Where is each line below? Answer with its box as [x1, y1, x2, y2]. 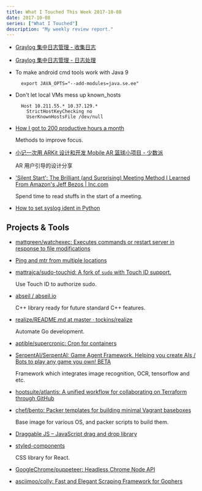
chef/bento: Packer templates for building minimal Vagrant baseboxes [15, 407, 192, 414]
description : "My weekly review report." [6, 26, 114, 32]
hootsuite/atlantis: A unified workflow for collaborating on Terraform [15, 388, 187, 396]
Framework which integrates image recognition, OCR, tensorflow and [15, 370, 190, 377]
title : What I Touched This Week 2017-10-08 [6, 9, 122, 15]
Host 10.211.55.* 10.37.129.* [21, 103, 98, 109]
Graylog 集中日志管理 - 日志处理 [15, 56, 96, 64]
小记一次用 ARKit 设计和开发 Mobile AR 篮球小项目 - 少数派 [15, 149, 163, 157]
